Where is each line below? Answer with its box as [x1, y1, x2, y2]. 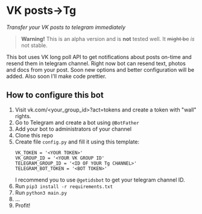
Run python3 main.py [14, 189, 68, 196]
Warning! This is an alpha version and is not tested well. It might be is [21, 35, 195, 42]
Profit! [14, 201, 31, 209]
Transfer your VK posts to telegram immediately [6, 24, 125, 31]
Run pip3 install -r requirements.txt [14, 182, 113, 190]
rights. [14, 112, 31, 119]
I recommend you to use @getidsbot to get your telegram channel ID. [14, 176, 185, 183]
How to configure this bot [6, 90, 104, 100]
